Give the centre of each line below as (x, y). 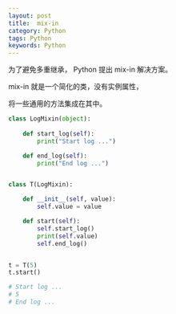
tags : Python (30, 38)
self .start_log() (66, 228)
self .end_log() (62, 243)
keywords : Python (37, 46)
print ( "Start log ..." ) (76, 141)
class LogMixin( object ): (50, 119)
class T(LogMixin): (41, 185)
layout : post (30, 16)
